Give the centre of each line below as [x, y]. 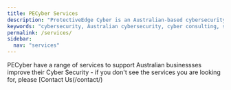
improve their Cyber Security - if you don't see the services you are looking [114, 72]
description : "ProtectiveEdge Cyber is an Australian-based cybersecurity [117, 20]
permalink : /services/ [40, 33]
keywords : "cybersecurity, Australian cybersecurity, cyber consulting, [113, 26]
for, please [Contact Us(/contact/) [55, 79]
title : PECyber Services [43, 13]
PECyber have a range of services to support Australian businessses [104, 65]
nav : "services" [36, 45]
